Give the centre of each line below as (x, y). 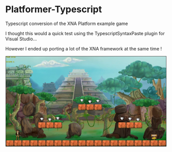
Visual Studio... (21, 39)
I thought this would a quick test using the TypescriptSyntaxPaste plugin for (85, 33)
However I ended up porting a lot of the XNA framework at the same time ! (84, 48)
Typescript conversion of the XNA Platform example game (67, 23)
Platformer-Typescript (54, 9)
